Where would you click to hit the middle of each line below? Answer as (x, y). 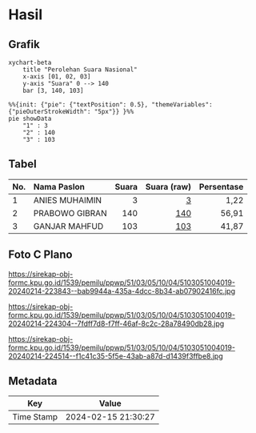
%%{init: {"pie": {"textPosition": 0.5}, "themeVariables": (111, 105)
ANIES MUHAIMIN (68, 200)
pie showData (30, 118)
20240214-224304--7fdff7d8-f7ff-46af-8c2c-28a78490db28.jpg (116, 323)
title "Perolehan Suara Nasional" (80, 70)
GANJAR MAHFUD (68, 226)
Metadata (33, 381)
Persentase (221, 186)
